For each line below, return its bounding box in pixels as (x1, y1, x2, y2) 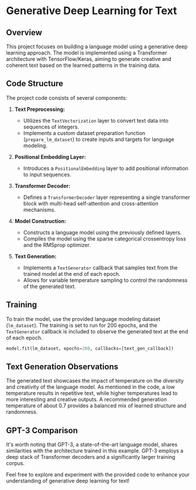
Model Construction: (14, 217, 66, 224)
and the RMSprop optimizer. (23, 241, 91, 248)
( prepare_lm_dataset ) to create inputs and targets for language (23, 136, 174, 143)
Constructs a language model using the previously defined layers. (23, 229, 182, 236)
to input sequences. (23, 171, 71, 178)
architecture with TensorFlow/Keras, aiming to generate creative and (6, 56, 171, 62)
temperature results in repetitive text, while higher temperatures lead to (6, 390, 178, 397)
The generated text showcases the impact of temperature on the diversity (6, 377, 184, 384)
